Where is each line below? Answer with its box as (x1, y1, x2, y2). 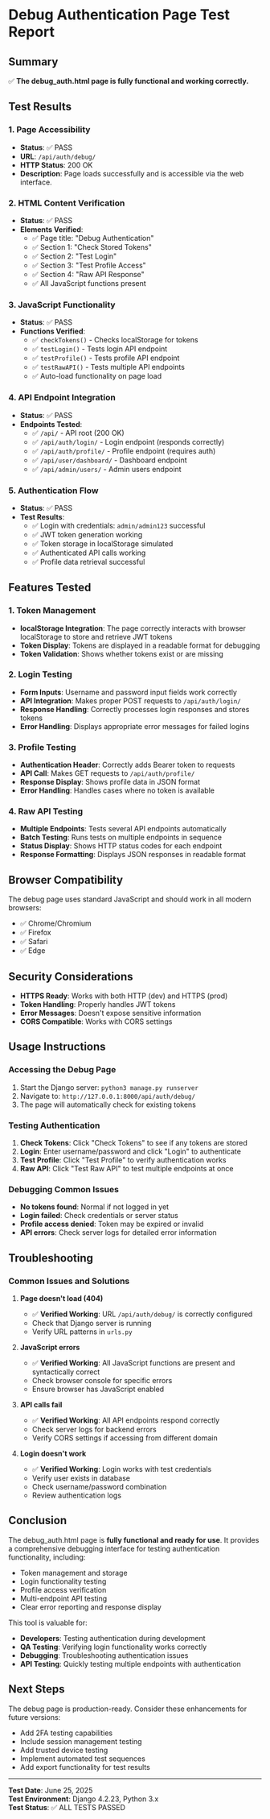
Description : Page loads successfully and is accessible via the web (19, 168, 244, 178)
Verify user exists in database (31, 1473, 131, 1483)
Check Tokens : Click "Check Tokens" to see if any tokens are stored (19, 1138, 247, 1148)
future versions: (8, 1712, 61, 1722)
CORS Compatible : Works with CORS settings (19, 1017, 173, 1026)
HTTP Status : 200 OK (19, 160, 93, 170)
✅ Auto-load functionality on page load (31, 371, 162, 381)
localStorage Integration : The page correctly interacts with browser (19, 623, 247, 633)
